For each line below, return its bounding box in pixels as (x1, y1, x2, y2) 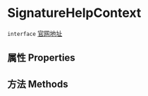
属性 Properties (7, 52, 75, 64)
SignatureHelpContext (7, 5, 142, 21)
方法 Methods (7, 78, 68, 90)
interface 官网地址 (7, 29, 63, 37)
